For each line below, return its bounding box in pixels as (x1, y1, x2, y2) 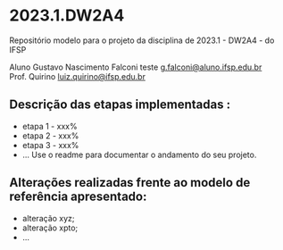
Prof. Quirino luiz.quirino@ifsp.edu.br (9, 71, 146, 81)
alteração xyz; (21, 212, 75, 223)
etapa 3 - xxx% (21, 139, 79, 150)
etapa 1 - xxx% (21, 121, 78, 131)
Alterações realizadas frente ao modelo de (9, 175, 251, 190)
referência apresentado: (9, 189, 147, 204)
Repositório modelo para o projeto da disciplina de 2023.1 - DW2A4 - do (9, 35, 275, 46)
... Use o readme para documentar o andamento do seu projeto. (21, 149, 257, 160)
